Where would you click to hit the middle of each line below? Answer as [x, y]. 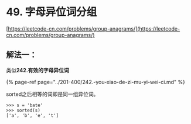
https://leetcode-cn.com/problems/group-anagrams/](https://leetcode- [94, 29]
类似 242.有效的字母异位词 [37, 70]
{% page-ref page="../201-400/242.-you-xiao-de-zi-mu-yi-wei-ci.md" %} [96, 82]
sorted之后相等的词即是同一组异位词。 [52, 94]
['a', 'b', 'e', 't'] [33, 115]
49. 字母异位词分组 [52, 12]
